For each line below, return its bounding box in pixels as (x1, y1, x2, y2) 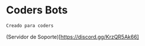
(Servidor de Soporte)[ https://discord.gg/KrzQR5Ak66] (6, 33, 139, 40)
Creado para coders (6, 23, 54, 29)
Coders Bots (6, 3, 68, 17)
